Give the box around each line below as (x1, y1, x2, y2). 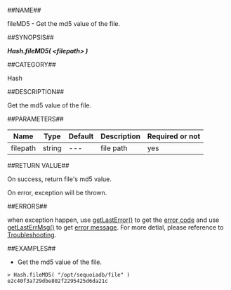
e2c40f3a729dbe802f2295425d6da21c (7, 277, 109, 284)
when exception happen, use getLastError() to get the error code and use (7, 216, 220, 224)
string (42, 143, 62, 153)
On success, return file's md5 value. (7, 175, 112, 183)
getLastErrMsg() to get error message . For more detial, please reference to (7, 223, 224, 231)
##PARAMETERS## (7, 115, 65, 123)
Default (68, 131, 94, 141)
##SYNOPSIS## (7, 33, 54, 41)
